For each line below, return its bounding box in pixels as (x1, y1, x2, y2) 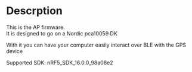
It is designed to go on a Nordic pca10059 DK (6, 30, 118, 37)
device (6, 47, 23, 54)
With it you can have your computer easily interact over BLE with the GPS (6, 41, 187, 48)
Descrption (6, 4, 63, 18)
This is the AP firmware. (6, 24, 66, 31)
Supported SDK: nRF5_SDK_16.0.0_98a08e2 (6, 59, 113, 66)
